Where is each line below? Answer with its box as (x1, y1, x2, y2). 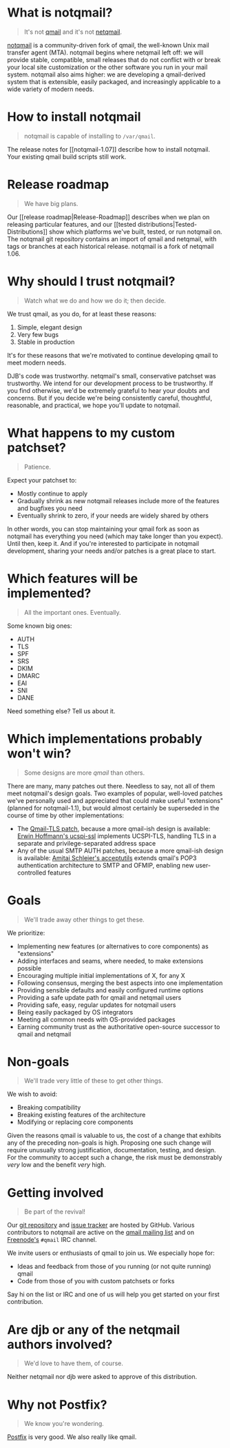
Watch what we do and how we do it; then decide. (23, 296, 167, 305)
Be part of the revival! (23, 1207, 86, 1216)
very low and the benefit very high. (7, 1161, 107, 1169)
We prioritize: (7, 928, 45, 937)
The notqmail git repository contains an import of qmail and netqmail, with (7, 234, 217, 243)
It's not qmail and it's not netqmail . (23, 28, 123, 36)
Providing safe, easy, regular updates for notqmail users (17, 1001, 176, 1009)
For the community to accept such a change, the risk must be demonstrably (7, 1153, 222, 1162)
